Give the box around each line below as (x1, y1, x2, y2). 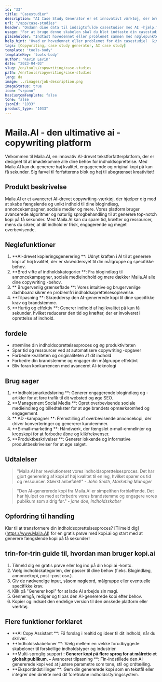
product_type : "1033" (5, 106, 49, 111)
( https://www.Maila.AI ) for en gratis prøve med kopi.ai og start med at (5, 530, 143, 536)
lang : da (5, 75, 23, 79)
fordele (5, 329, 27, 337)
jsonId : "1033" (5, 102, 36, 107)
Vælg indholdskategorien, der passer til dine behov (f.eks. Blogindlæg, (12, 568, 152, 573)
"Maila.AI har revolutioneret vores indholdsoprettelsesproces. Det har (16, 468, 155, 474)
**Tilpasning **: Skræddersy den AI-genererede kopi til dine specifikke (12, 295, 155, 301)
